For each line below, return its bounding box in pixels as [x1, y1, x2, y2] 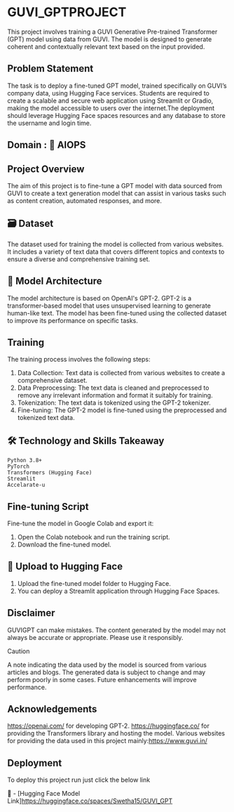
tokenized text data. [17, 414, 75, 422]
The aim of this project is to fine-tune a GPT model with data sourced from [7, 181, 223, 190]
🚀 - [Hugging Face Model [7, 790, 81, 798]
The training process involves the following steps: [7, 355, 151, 364]
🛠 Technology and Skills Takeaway [7, 435, 165, 447]
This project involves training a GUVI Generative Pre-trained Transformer [7, 27, 218, 36]
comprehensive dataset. [17, 376, 88, 385]
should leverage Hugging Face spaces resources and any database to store [7, 111, 226, 119]
